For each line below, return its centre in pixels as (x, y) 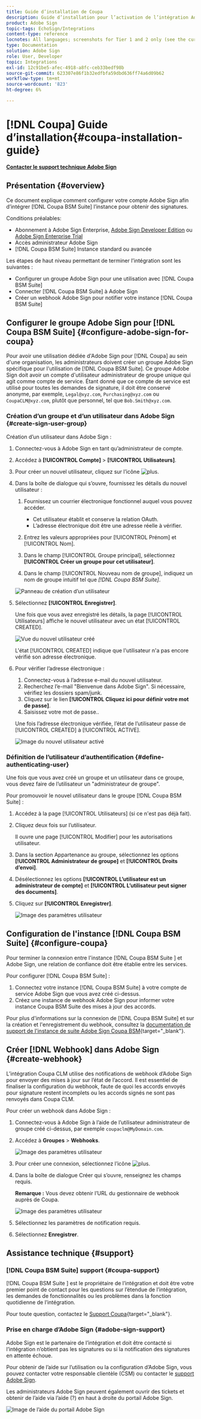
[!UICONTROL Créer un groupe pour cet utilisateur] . (89, 561)
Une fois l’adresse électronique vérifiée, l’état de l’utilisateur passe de (100, 723)
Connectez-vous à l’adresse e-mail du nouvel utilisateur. (93, 680)
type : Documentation (32, 46)
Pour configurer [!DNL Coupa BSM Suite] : (58, 976)
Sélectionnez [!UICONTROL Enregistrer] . (66, 603)
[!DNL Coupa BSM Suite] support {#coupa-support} (83, 1270)
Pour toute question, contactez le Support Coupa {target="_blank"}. (89, 1314)
